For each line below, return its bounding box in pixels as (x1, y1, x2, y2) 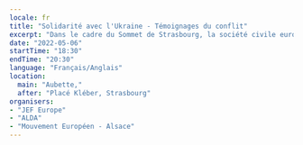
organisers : (9, 96, 54, 106)
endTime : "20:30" (9, 55, 75, 64)
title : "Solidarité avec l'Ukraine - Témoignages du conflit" (9, 22, 248, 31)
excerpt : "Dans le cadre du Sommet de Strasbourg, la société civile (9, 30, 277, 39)
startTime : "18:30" (9, 47, 83, 56)
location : (9, 72, 47, 81)
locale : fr (9, 13, 50, 23)
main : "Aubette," (17, 80, 83, 89)
